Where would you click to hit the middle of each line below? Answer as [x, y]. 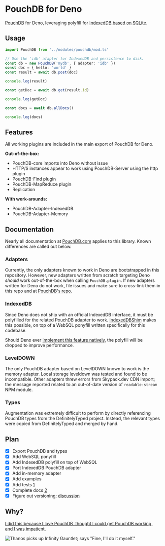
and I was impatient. [26, 529]
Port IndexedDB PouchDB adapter [47, 468]
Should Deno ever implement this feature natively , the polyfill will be [74, 340]
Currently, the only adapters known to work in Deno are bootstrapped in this [82, 270]
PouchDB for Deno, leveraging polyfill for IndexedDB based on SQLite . [76, 23]
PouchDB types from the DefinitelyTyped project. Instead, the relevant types [82, 419]
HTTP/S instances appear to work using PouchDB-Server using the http [85, 168]
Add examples [27, 479]
